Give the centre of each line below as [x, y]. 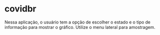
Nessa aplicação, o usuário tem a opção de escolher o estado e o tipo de [78, 22]
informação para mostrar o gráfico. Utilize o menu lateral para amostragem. [80, 27]
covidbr [21, 9]
